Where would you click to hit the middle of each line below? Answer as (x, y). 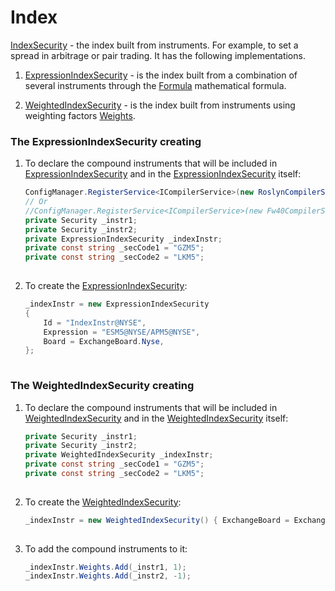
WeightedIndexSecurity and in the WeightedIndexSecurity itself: (156, 418)
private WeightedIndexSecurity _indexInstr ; (119, 455)
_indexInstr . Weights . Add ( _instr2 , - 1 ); (108, 576)
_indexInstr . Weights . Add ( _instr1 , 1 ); (105, 567)
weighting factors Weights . (80, 115)
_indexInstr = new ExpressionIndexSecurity (117, 304)
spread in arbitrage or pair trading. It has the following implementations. (158, 55)
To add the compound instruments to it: (106, 548)
